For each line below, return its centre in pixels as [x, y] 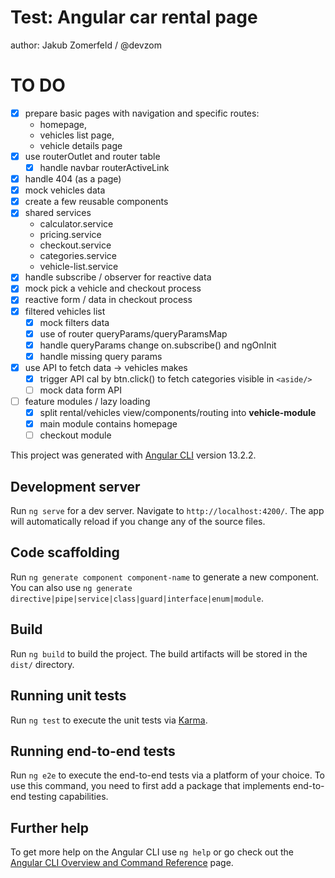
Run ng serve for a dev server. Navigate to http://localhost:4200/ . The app [167, 511]
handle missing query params [101, 356]
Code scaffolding [65, 552]
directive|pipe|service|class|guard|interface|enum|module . [137, 598]
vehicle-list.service [79, 267]
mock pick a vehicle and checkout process [113, 288]
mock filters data [74, 322]
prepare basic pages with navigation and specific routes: [142, 113]
